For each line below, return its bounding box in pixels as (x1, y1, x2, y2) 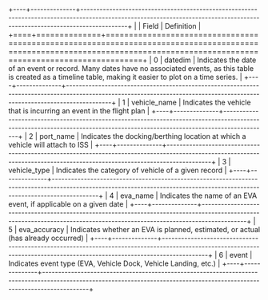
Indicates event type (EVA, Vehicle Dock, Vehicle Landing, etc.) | (8, 259, 221, 268)
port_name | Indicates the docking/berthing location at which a (39, 132, 246, 140)
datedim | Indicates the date (163, 55, 257, 65)
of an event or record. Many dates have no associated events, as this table (8, 64, 254, 73)
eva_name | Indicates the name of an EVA (119, 191, 258, 200)
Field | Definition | (142, 22, 202, 30)
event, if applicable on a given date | (8, 199, 128, 208)
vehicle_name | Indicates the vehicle (131, 97, 251, 107)
